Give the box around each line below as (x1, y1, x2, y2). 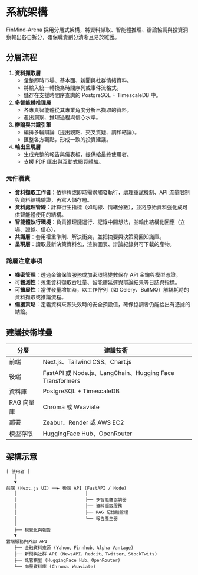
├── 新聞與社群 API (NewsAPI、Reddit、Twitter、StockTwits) (14, 551, 158, 557)
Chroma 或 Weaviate (42, 403, 100, 411)
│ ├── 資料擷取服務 (14, 503, 123, 509)
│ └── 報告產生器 (14, 515, 118, 521)
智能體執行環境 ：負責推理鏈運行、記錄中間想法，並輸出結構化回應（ (14, 218, 180, 225)
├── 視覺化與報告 (14, 527, 51, 533)
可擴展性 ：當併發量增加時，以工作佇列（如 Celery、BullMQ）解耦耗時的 (14, 286, 190, 293)
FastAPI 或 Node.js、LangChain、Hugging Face (42, 369, 175, 377)
